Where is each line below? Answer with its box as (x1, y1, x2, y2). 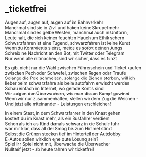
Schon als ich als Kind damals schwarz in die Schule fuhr (5, 120, 120, 126)
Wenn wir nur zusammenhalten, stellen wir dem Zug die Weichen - (5, 95, 139, 101)
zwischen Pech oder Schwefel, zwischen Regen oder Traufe (5, 70, 126, 76)
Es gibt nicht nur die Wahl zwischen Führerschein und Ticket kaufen (5, 64, 142, 71)
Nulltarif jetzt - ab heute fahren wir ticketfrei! (5, 146, 94, 152)
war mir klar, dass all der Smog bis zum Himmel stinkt (5, 126, 112, 131)
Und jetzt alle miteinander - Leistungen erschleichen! (5, 101, 111, 107)
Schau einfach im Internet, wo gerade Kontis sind (5, 85, 104, 91)
